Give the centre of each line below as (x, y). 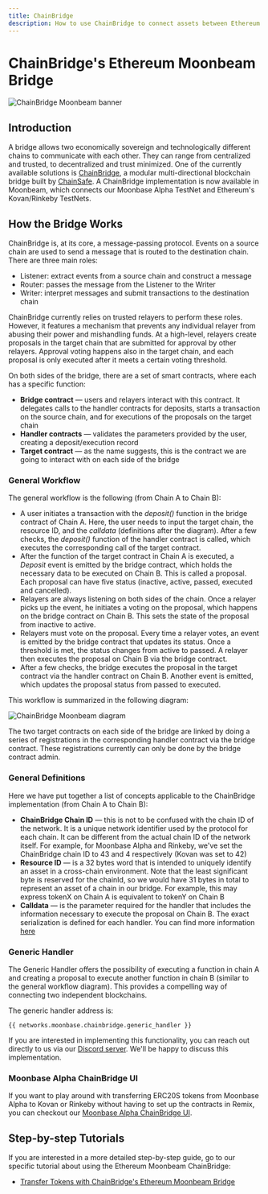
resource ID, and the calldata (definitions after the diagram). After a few (138, 531)
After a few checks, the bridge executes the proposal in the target (129, 667)
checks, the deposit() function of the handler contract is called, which (135, 539)
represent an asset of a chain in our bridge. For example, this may (129, 888)
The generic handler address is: (61, 1010)
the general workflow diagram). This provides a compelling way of (118, 986)
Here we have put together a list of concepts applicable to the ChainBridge (132, 795)
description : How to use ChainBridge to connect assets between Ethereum (134, 23)
